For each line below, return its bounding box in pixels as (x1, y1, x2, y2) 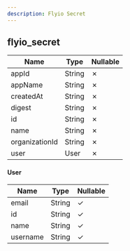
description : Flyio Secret (7, 10, 86, 18)
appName (10, 80, 43, 90)
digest (10, 103, 31, 113)
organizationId (10, 137, 58, 147)
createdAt (10, 92, 43, 102)
